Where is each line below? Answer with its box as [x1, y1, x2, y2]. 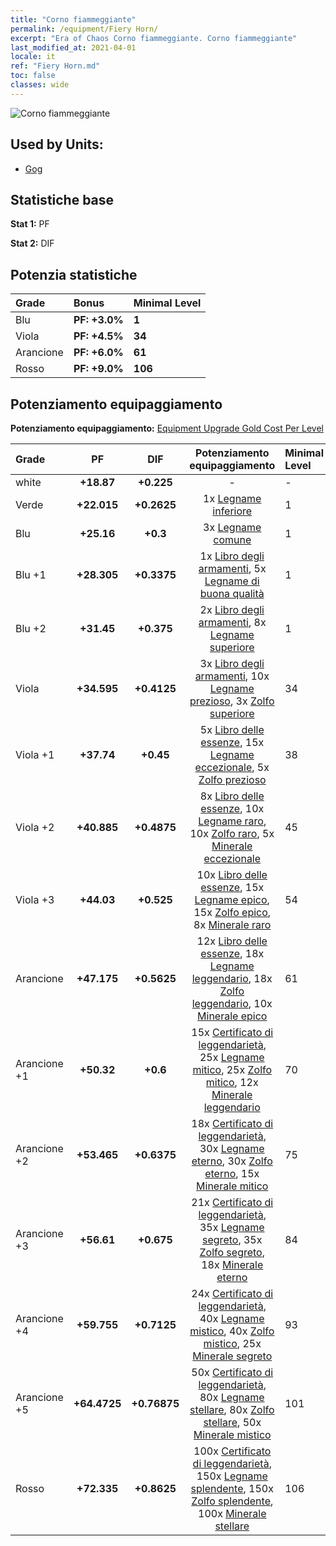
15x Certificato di [191, 1026, 274, 1039]
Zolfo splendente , [191, 1494, 274, 1508]
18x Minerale [201, 1258, 264, 1271]
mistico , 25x [203, 1337, 262, 1350]
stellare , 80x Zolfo [189, 1403, 275, 1416]
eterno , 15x [204, 1167, 260, 1180]
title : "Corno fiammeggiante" [10, 14, 137, 25]
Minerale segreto [192, 1349, 273, 1363]
